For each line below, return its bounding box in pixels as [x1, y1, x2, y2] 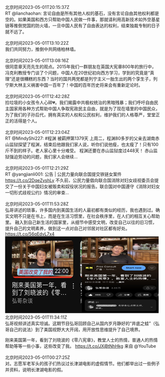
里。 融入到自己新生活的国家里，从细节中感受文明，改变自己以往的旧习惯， [5, 220, 157, 225]
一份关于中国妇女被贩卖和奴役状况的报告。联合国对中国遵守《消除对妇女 [13, 183, 160, 189]
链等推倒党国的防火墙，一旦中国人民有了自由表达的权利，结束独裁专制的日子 [5, 23, 160, 28]
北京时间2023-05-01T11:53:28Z [5, 201, 69, 207]
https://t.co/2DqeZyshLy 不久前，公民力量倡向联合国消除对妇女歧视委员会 [5, 177, 155, 183]
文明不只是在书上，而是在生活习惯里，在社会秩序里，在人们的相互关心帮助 [9, 213, 160, 219]
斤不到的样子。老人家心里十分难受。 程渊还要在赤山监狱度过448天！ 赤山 [5, 148, 154, 153]
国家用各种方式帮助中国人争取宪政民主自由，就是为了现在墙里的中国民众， [9, 106, 160, 111]
